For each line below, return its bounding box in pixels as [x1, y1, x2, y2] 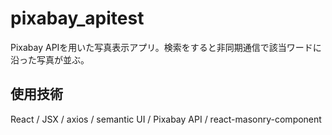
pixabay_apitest [10, 7, 145, 30]
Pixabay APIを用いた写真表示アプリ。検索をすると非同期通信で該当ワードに [10, 41, 322, 53]
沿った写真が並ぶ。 [10, 53, 90, 66]
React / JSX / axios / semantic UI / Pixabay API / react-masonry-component [10, 113, 322, 125]
